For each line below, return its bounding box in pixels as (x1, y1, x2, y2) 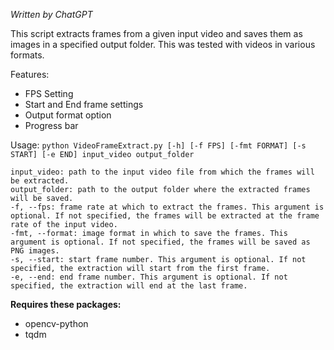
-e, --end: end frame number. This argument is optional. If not (10, 272, 288, 282)
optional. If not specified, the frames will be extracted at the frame (10, 211, 320, 221)
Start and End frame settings (24, 99, 144, 110)
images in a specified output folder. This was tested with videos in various (10, 39, 316, 50)
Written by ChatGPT (10, 9, 93, 20)
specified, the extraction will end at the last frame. (10, 281, 248, 291)
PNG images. (10, 246, 60, 256)
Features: (10, 69, 50, 80)
